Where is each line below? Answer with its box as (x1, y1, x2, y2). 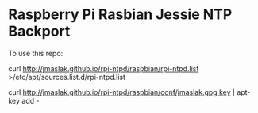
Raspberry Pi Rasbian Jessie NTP (8, 6, 233, 24)
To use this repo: (8, 48, 64, 58)
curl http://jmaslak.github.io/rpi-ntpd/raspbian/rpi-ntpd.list (8, 63, 199, 73)
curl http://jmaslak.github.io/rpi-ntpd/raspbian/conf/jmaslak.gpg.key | (8, 87, 236, 96)
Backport (8, 22, 71, 40)
